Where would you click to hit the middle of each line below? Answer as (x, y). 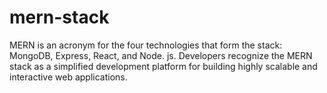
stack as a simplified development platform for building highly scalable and (163, 66)
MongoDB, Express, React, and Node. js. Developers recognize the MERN (161, 55)
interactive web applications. (68, 77)
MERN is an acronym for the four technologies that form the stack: (146, 45)
